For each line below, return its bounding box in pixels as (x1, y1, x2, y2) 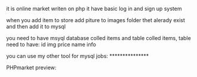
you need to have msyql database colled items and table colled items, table (6, 35, 191, 41)
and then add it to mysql (6, 23, 66, 30)
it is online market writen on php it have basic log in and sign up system (6, 5, 182, 12)
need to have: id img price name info (6, 41, 97, 48)
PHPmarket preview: (6, 64, 57, 71)
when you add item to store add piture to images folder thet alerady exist (6, 17, 185, 23)
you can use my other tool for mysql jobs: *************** (6, 53, 149, 59)
